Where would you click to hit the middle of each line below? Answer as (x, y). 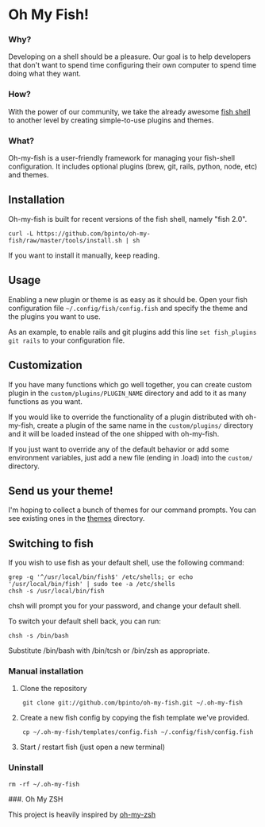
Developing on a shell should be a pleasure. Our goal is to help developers (130, 56)
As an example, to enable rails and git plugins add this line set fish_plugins (132, 332)
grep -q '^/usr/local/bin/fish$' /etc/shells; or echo (101, 577)
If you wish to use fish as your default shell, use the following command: (126, 563)
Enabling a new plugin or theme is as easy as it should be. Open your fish (128, 299)
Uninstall (26, 767)
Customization (46, 365)
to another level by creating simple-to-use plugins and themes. (111, 120)
